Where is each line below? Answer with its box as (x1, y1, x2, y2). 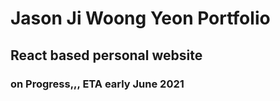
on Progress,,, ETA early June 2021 (10, 77, 185, 91)
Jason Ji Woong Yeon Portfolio (10, 7, 271, 30)
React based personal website (10, 47, 203, 64)
